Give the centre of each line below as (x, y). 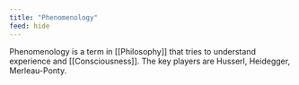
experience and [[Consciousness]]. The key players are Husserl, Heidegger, (149, 61)
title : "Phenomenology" (54, 17)
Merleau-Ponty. (38, 70)
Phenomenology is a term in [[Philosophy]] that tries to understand (132, 51)
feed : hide (30, 26)
